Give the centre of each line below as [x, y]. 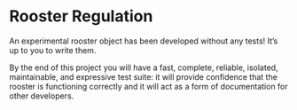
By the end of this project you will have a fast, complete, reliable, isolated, [144, 67]
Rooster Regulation [81, 16]
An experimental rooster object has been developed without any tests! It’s [144, 41]
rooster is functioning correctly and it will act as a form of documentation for [148, 86]
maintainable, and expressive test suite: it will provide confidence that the [143, 76]
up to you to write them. [53, 50]
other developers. [42, 96]
